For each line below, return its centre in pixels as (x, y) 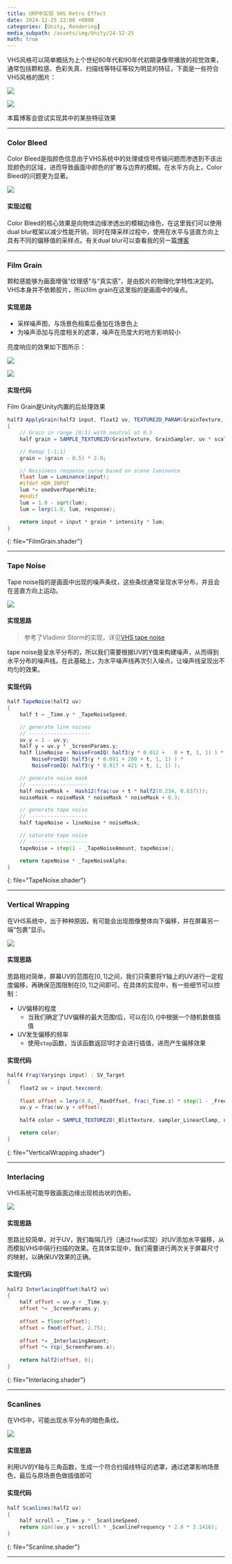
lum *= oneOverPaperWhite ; (58, 490)
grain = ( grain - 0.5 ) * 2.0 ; (63, 458)
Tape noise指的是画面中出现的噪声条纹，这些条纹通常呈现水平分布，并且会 (114, 582)
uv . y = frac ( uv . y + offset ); (61, 1108)
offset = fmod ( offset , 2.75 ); (63, 1328)
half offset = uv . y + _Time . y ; (65, 1302)
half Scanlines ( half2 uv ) (44, 1508)
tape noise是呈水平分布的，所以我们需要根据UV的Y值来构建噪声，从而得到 (113, 652)
